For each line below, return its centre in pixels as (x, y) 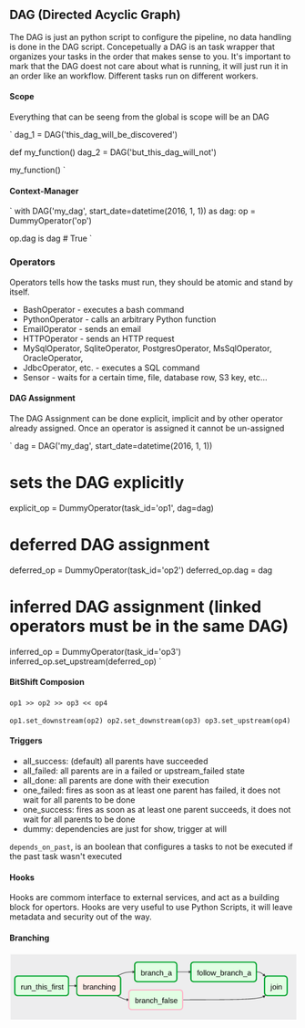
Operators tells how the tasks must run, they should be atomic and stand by (151, 282)
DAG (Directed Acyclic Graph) (95, 15)
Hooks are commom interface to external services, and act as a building (144, 898)
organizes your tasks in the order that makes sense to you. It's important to (150, 56)
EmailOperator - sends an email (81, 328)
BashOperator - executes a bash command (103, 309)
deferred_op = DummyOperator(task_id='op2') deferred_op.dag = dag (141, 570)
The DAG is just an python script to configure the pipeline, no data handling (151, 36)
